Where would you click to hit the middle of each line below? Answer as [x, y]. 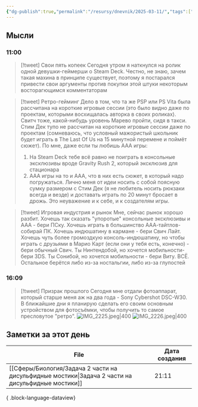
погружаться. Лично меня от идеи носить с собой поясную [105, 182]
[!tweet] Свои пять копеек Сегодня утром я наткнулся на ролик [100, 65]
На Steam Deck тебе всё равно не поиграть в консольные [102, 157]
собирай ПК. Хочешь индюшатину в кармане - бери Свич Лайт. [101, 232]
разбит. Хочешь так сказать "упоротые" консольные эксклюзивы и [105, 219]
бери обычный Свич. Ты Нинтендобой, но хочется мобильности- [103, 250]
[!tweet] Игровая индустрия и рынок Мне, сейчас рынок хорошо [102, 213]
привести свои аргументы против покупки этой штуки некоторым [104, 84]
